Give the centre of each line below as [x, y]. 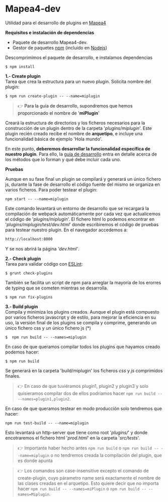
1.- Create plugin [23, 76]
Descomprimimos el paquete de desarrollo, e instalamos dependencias [79, 57]
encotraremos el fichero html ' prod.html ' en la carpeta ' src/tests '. [73, 438]
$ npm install [20, 67]
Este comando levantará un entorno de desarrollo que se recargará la [77, 208]
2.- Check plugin [23, 259]
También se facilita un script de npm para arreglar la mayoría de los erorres [83, 282]
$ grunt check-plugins [29, 273]
